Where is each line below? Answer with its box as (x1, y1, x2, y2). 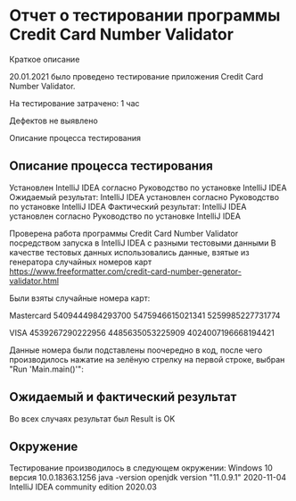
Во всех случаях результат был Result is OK (9, 413, 176, 424)
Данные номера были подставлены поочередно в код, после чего (9, 345, 263, 355)
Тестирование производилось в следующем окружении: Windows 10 (9, 463, 274, 473)
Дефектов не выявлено (9, 115, 98, 126)
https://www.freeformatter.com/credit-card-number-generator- (9, 265, 243, 277)
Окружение (9, 438, 78, 454)
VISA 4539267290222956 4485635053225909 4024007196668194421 (9, 327, 275, 338)
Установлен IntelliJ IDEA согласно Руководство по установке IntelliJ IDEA (9, 182, 287, 193)
